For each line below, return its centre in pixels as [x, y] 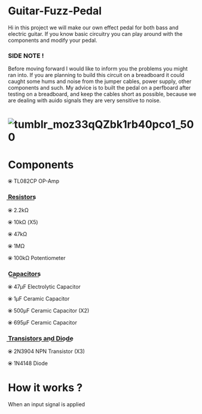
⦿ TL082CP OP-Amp [34, 181]
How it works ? [45, 388]
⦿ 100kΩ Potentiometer [37, 257]
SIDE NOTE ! [26, 56]
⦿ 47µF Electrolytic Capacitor [45, 286]
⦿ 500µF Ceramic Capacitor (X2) [49, 310]
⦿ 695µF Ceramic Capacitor [43, 322]
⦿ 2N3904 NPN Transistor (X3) [47, 351]
